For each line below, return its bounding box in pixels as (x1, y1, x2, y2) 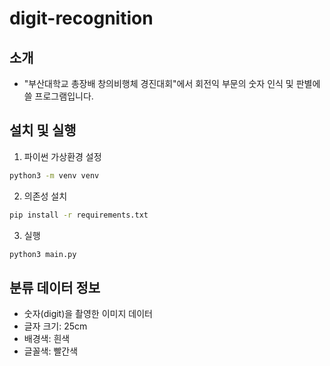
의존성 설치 (23, 190, 68, 202)
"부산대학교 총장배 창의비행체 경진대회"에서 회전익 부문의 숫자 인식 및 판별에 (23, 78, 321, 89)
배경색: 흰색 (23, 333, 71, 345)
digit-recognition (9, 7, 154, 30)
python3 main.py (9, 249, 77, 259)
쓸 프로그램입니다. (23, 90, 94, 102)
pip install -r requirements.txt (9, 210, 149, 220)
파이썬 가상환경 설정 (23, 150, 102, 162)
